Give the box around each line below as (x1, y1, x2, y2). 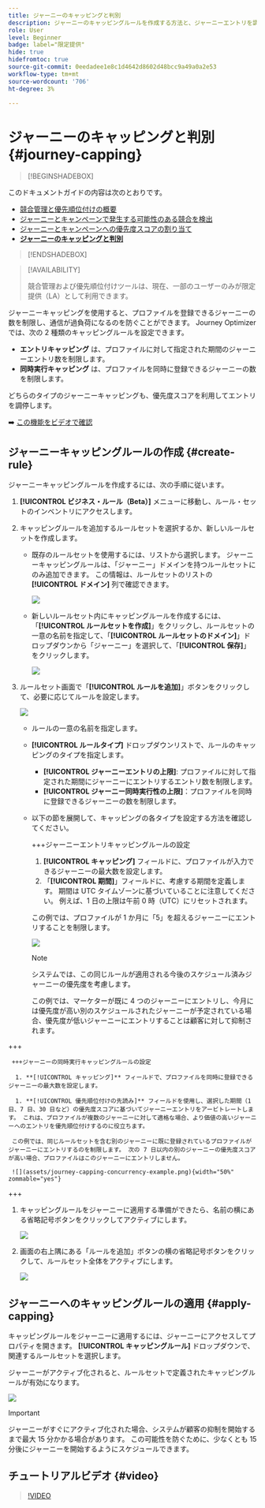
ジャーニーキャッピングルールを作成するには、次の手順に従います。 (8, 480, 229, 490)
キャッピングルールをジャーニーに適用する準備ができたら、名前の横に (19, 1205, 248, 1215)
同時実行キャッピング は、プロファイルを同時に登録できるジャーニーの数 (19, 364, 256, 374)
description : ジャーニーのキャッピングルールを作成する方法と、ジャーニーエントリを (8, 19, 253, 27)
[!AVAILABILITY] (27, 265, 80, 274)
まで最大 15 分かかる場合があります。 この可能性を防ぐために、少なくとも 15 (8, 1434, 257, 1443)
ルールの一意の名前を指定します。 (31, 723, 142, 733)
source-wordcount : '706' (8, 77, 90, 85)
